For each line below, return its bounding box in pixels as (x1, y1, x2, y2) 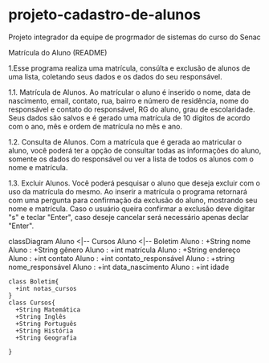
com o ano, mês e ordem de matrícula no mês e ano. (8, 121, 183, 131)
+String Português (15, 320, 78, 328)
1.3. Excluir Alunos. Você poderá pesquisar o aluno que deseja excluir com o (8, 178, 261, 188)
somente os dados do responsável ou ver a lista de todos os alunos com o (8, 154, 255, 164)
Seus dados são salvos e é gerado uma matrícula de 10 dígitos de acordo (8, 112, 251, 122)
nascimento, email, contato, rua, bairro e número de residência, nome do (8, 96, 249, 105)
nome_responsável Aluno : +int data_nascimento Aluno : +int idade (8, 262, 230, 271)
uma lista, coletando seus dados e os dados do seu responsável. (8, 71, 222, 81)
